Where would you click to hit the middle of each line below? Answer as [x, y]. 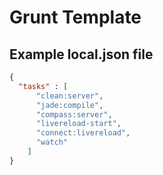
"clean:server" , [69, 96]
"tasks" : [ [43, 86]
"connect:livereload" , [83, 133]
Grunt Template [75, 17]
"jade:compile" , [69, 105]
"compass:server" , [74, 114]
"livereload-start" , [78, 124]
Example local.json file [81, 54]
